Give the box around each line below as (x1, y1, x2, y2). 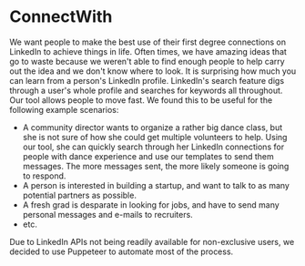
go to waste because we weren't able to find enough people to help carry (9, 56, 285, 66)
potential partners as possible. (22, 189, 137, 200)
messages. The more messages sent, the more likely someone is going (22, 160, 290, 171)
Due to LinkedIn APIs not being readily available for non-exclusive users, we (9, 236, 295, 247)
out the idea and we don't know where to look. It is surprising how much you (9, 66, 297, 77)
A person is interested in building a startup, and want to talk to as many (22, 179, 290, 190)
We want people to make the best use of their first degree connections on (9, 36, 287, 47)
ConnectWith (9, 6, 113, 27)
